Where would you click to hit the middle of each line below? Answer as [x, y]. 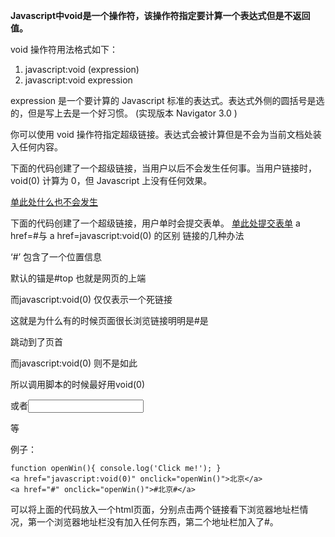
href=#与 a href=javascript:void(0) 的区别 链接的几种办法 [127, 235]
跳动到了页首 [36, 342]
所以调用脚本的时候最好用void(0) [77, 384]
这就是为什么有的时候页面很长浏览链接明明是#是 [109, 320]
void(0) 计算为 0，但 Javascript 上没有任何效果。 [111, 180]
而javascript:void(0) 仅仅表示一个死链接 [91, 299]
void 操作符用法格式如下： [64, 49]
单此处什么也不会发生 [54, 202]
